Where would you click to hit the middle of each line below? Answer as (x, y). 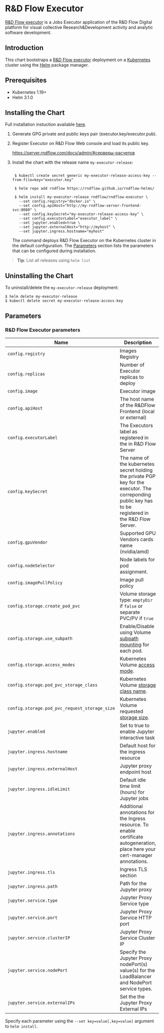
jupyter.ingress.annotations (41, 834)
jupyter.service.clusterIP (39, 938)
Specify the (133, 952)
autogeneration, (138, 843)
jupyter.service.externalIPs (41, 1003)
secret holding (136, 470)
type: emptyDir (136, 600)
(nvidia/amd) (134, 552)
